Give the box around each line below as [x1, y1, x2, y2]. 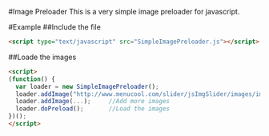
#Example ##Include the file [8, 22, 102, 31]
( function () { [8, 75, 56, 83]
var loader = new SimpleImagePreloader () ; [15, 82, 159, 90]
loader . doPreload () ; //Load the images [15, 105, 171, 113]
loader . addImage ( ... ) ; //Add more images [15, 98, 171, 106]
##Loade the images [8, 52, 77, 62]
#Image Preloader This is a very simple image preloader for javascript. [8, 7, 240, 16]
